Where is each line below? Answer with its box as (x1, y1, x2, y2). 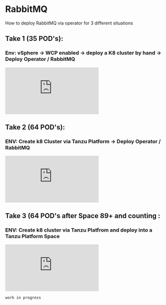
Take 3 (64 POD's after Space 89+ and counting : (5, 211, 161, 220)
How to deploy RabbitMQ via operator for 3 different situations (5, 20, 133, 26)
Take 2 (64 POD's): (5, 123, 65, 132)
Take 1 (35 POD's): (5, 34, 63, 43)
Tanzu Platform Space (5, 233, 60, 240)
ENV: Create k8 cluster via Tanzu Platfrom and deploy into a (5, 226, 153, 233)
